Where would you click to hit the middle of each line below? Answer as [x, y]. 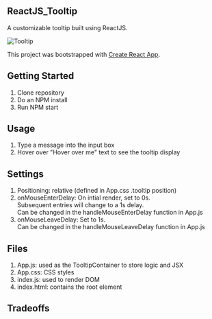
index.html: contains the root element [69, 287]
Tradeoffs [28, 308]
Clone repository [41, 93]
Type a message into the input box [66, 145]
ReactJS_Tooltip [42, 11]
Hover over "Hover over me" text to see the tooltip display [98, 152]
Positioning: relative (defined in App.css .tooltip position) [96, 191]
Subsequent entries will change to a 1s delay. [80, 205]
